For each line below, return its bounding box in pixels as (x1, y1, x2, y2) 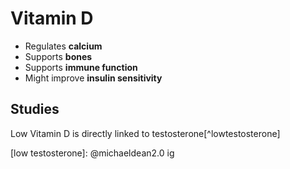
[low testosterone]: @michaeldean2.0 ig (10, 147, 175, 159)
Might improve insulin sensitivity (24, 72, 163, 84)
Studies (10, 101, 60, 118)
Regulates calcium (24, 40, 103, 52)
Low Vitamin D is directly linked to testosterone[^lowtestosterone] (10, 127, 281, 139)
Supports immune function (24, 61, 138, 73)
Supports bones (24, 50, 93, 62)
